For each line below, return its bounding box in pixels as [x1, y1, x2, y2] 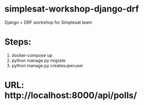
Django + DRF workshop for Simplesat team [4, 19, 93, 25]
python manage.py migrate [11, 57, 66, 63]
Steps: [4, 36, 32, 47]
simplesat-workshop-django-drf [4, 3, 139, 15]
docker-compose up [11, 52, 53, 58]
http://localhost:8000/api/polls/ [4, 90, 137, 101]
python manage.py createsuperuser [11, 62, 83, 68]
